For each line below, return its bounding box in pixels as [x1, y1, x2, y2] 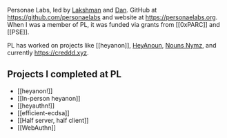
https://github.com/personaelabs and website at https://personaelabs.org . [7, 13, 218, 21]
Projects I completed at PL [7, 68, 122, 80]
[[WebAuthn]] [17, 124, 57, 132]
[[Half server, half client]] [17, 116, 89, 124]
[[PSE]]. [7, 28, 30, 36]
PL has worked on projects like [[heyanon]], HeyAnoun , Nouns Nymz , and [7, 41, 217, 49]
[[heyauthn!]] [17, 101, 55, 110]
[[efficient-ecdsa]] [17, 108, 70, 117]
